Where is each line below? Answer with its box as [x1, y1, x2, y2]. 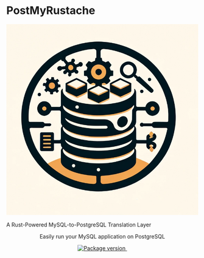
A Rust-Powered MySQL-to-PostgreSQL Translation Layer [6, 221, 152, 228]
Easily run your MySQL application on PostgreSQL [39, 233, 166, 240]
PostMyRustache [6, 4, 96, 18]
